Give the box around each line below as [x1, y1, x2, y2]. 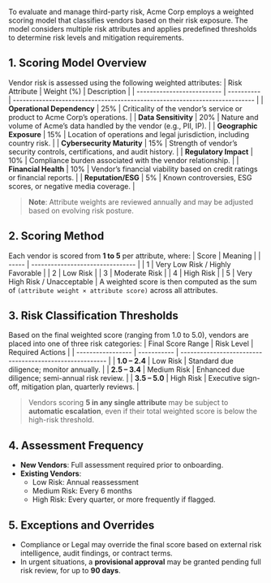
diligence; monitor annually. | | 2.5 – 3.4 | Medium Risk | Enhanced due [8, 365, 245, 374]
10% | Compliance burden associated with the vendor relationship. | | [8, 155, 239, 165]
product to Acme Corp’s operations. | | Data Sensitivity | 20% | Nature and [8, 112, 259, 122]
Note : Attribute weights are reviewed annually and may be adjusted [28, 196, 254, 206]
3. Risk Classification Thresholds [8, 309, 179, 323]
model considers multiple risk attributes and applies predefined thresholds [8, 24, 257, 33]
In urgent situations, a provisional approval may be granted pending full [19, 557, 261, 567]
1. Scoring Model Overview [8, 56, 148, 70]
